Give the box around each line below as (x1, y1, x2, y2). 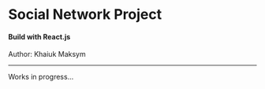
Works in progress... (8, 72, 74, 82)
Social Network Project (8, 6, 162, 24)
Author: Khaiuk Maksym (8, 50, 86, 59)
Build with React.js (8, 32, 71, 41)
